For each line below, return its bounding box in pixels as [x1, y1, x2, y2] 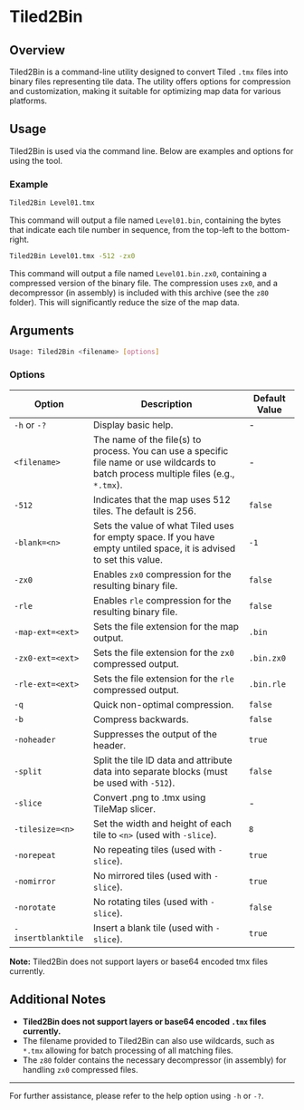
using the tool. [9, 155, 63, 166]
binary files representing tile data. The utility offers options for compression [9, 76, 291, 87]
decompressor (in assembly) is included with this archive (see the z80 [9, 287, 270, 298]
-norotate [14, 902, 56, 912]
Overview [9, 43, 66, 58]
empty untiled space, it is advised [93, 542, 236, 555]
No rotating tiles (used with [93, 895, 208, 908]
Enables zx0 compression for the [93, 568, 233, 581]
